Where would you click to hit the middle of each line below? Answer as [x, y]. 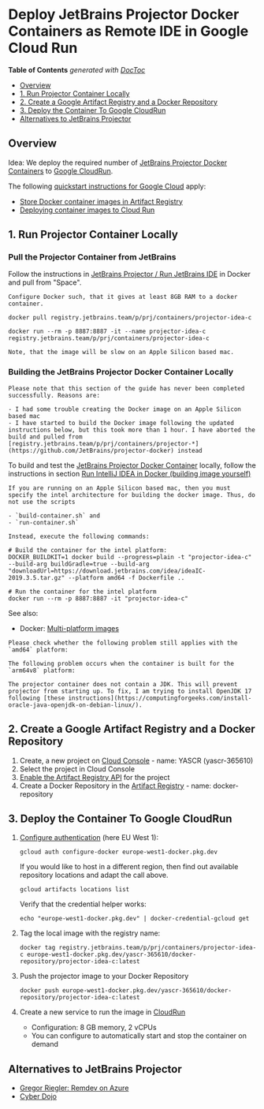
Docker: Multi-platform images [69, 628]
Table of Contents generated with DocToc [77, 69]
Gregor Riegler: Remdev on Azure [74, 1088]
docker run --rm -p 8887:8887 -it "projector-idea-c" [99, 598]
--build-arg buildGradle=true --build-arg [79, 564]
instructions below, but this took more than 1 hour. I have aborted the [132, 430]
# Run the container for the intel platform [82, 592]
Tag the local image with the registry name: [90, 933]
